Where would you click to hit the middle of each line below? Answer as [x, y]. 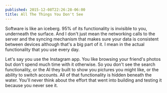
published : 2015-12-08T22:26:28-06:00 [45, 10]
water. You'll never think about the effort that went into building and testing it [83, 80]
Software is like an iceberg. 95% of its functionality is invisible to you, [76, 28]
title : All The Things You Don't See [44, 14]
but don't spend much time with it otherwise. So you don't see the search [80, 64]
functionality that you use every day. [42, 49]
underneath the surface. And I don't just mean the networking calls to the [80, 34]
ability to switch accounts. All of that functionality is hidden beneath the [79, 75]
